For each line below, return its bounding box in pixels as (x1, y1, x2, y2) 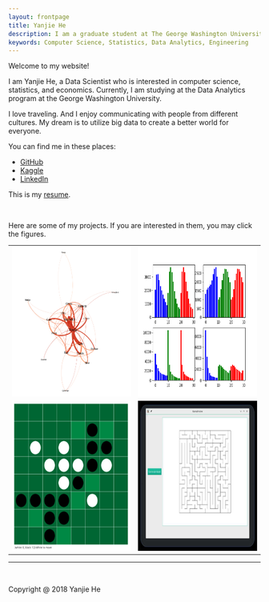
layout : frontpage (8, 13, 70, 21)
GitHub (19, 157, 44, 167)
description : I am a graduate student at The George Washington (8, 30, 227, 38)
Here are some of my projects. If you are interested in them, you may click (8, 221, 252, 231)
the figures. (8, 229, 46, 239)
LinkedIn (19, 175, 49, 184)
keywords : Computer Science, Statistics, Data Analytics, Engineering (8, 38, 249, 46)
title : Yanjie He (8, 21, 66, 30)
